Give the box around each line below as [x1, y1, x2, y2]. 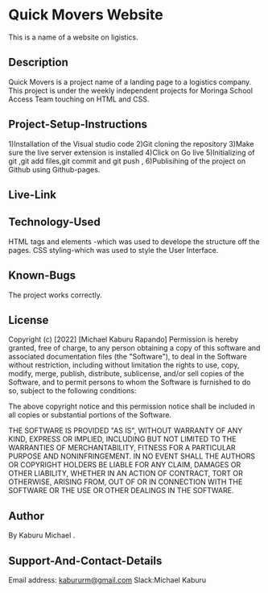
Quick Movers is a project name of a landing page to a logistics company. [8, 77, 252, 86]
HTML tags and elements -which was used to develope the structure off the [8, 236, 260, 247]
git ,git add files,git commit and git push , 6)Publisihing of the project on [8, 156, 246, 166]
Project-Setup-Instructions [8, 118, 147, 131]
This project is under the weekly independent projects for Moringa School [8, 85, 254, 95]
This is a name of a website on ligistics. [8, 32, 138, 42]
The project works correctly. [8, 290, 102, 300]
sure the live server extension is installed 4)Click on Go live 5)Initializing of [8, 147, 255, 157]
